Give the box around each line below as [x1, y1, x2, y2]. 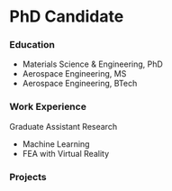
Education [9, 39, 56, 51]
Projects [9, 170, 47, 183]
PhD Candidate [9, 6, 124, 27]
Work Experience [9, 101, 87, 114]
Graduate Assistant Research [9, 121, 118, 132]
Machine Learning [22, 138, 90, 150]
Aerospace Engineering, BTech [22, 78, 138, 89]
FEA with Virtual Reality [22, 148, 110, 159]
